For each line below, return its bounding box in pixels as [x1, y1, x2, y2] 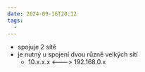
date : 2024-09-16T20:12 [7, 10, 77, 18]
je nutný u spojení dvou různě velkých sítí [17, 50, 138, 59]
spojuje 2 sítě [17, 43, 57, 52]
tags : [7, 17, 23, 24]
